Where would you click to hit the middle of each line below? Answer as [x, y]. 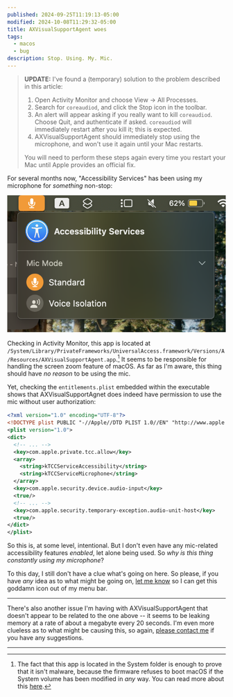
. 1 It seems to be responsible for [161, 358]
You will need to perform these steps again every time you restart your [125, 157]
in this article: [43, 86]
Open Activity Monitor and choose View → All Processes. [116, 100]
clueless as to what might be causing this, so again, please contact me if [111, 630]
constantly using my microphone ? [55, 561]
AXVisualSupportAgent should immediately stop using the [117, 136]
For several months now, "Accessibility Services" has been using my [105, 178]
